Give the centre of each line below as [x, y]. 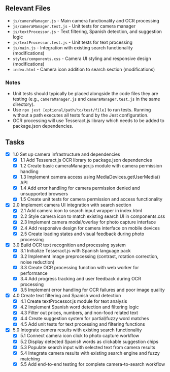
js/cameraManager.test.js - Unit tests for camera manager [74, 26]
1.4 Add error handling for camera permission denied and [80, 188]
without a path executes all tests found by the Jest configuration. [80, 115]
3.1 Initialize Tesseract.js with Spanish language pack [75, 250]
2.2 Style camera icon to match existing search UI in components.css [93, 216]
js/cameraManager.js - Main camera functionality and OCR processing [86, 20]
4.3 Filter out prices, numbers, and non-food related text [79, 313]
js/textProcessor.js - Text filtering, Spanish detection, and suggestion [87, 31]
